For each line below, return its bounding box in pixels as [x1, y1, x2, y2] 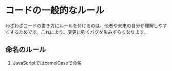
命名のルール [5, 45, 46, 54]
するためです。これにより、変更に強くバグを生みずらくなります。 [9, 29, 148, 35]
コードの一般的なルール [5, 5, 105, 16]
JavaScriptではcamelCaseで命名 [12, 60, 82, 66]
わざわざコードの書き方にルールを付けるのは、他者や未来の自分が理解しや [5, 22, 163, 29]
